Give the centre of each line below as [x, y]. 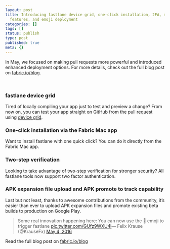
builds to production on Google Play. [43, 211]
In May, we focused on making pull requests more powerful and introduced [83, 62]
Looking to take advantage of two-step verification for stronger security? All [84, 171]
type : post [17, 38]
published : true [22, 43]
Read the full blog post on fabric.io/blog [47, 241]
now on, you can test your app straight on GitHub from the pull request [79, 112]
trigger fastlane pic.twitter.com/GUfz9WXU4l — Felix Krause [80, 226]
